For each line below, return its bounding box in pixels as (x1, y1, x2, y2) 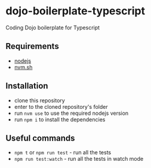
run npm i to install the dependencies (14, 115, 106, 123)
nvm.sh (14, 63, 33, 71)
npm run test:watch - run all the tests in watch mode (14, 155, 144, 163)
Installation (5, 81, 48, 91)
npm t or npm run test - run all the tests (14, 149, 112, 156)
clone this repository (14, 97, 65, 104)
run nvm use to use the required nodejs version (14, 109, 129, 117)
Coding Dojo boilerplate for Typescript (5, 24, 100, 31)
